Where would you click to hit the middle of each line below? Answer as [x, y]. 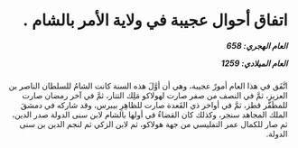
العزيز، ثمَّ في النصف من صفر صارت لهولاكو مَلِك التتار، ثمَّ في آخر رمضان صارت [155, 96]
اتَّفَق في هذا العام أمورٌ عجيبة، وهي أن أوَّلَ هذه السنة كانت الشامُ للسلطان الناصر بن [148, 86]
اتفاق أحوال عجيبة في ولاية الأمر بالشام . [155, 20]
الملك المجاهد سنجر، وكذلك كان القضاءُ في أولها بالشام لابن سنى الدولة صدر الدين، [149, 115]
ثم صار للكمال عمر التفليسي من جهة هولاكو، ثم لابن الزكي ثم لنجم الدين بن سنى [154, 125]
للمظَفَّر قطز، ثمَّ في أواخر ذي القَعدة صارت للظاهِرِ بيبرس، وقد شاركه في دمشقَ [154, 106]
